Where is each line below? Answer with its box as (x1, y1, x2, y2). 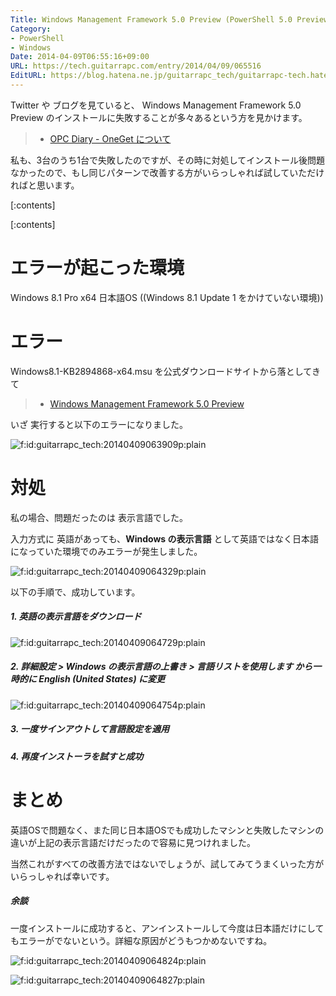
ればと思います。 (10, 179, 80, 191)
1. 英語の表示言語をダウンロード (10, 611, 142, 623)
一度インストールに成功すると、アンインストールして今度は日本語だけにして (10, 922, 325, 934)
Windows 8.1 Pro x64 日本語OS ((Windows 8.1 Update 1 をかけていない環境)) (10, 291, 324, 303)
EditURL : (10, 71, 47, 81)
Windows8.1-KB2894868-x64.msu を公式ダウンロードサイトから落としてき (10, 365, 321, 377)
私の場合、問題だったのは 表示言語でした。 (10, 511, 188, 523)
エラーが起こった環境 (10, 257, 185, 280)
